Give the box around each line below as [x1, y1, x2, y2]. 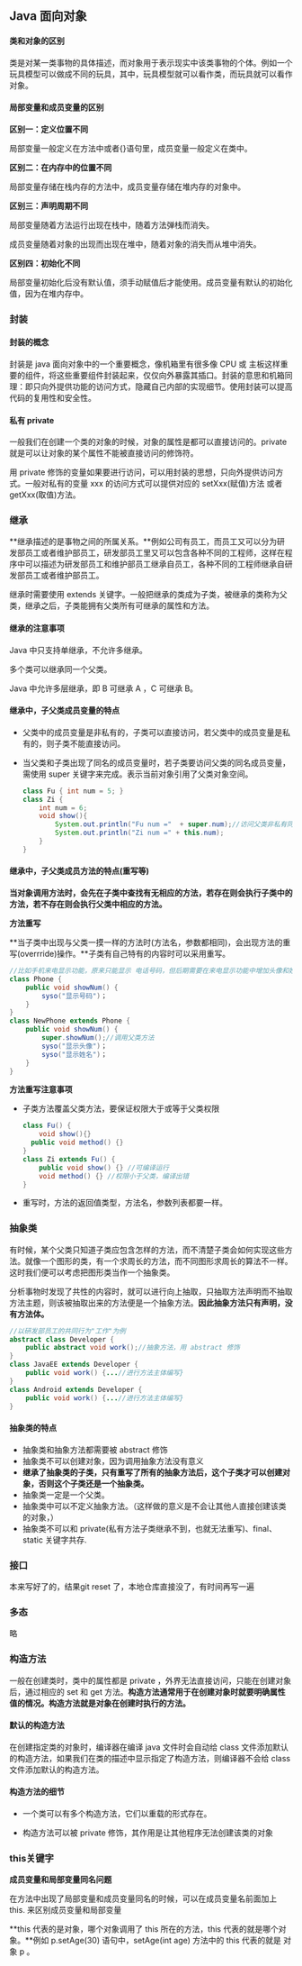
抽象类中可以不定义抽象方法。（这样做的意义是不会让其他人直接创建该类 [22, 1500, 287, 1511]
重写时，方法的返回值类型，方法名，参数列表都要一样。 [22, 1197, 227, 1208]
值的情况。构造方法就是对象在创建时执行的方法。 [9, 1697, 191, 1708]
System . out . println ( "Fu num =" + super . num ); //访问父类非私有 [55, 820, 288, 829]
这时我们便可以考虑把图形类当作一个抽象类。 [9, 1267, 175, 1278]
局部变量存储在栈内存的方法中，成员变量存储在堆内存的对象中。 [9, 181, 245, 192]
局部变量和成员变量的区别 [9, 102, 104, 113]
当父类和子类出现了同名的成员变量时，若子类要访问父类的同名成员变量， [22, 757, 290, 768]
